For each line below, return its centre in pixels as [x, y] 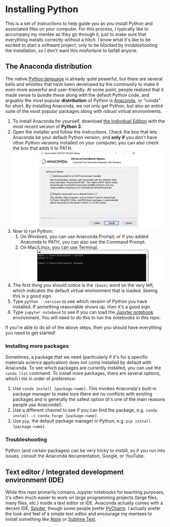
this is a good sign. [32, 296]
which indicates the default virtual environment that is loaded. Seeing [85, 290]
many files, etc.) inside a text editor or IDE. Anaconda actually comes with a [84, 503]
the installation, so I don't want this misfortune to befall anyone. [72, 50]
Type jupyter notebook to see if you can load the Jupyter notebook [83, 312]
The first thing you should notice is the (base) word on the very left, [83, 285]
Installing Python [42, 9]
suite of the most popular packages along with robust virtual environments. [84, 111]
